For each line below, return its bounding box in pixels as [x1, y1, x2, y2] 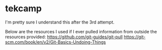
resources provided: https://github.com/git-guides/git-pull [5, 34, 123, 40]
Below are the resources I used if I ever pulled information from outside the [5, 28, 157, 34]
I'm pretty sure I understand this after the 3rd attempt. [5, 19, 115, 25]
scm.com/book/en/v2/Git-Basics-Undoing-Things [5, 39, 106, 45]
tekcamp [5, 3, 42, 14]
